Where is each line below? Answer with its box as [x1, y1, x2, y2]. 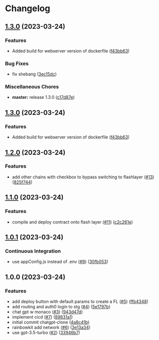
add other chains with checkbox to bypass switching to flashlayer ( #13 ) [12, 174, 155, 180]
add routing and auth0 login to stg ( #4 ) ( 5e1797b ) [12, 303, 111, 309]
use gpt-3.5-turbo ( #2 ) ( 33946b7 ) [12, 329, 80, 335]
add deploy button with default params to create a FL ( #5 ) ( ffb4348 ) [12, 298, 149, 304]
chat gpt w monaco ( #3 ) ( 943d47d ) [12, 309, 83, 315]
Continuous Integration [5, 247, 61, 254]
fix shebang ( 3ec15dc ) [12, 71, 57, 77]
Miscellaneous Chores [5, 83, 59, 90]
